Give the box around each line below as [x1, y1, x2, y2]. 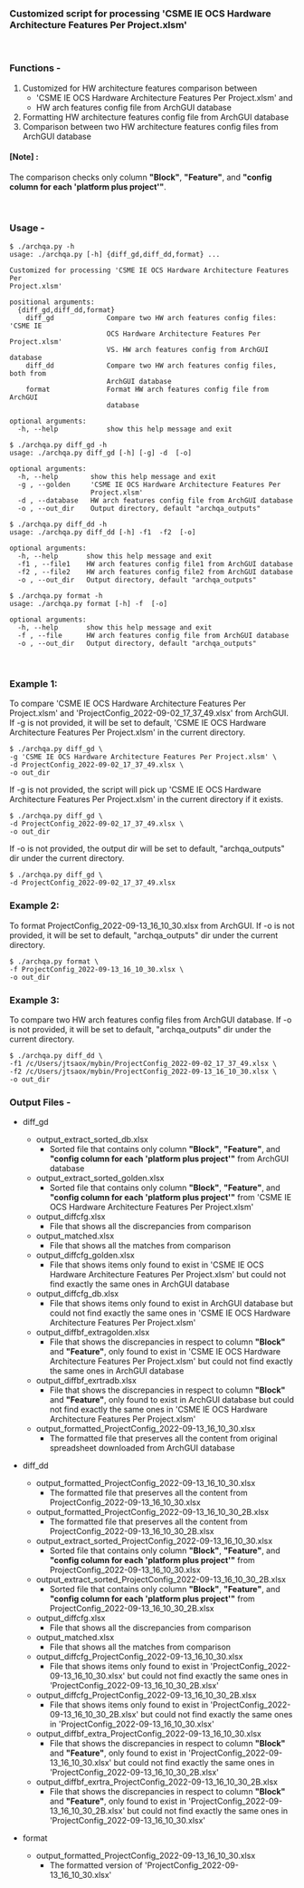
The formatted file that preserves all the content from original [49, 1433, 278, 1444]
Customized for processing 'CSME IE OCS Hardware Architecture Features [9, 266, 290, 275]
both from [9, 369, 47, 378]
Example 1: [9, 678, 58, 690]
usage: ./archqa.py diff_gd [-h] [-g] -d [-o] [9, 448, 193, 458]
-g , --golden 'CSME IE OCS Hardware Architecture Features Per [17, 480, 281, 490]
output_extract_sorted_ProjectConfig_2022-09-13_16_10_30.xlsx [35, 1536, 273, 1547]
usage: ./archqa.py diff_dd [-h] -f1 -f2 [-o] [9, 528, 196, 537]
